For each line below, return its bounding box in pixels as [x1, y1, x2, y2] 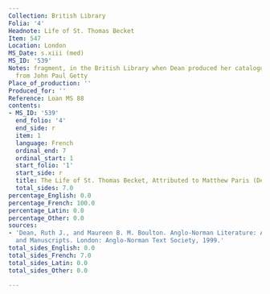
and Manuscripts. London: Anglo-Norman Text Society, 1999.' [15, 237, 225, 245]
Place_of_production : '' [8, 79, 92, 87]
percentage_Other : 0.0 [8, 214, 84, 222]
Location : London [8, 42, 67, 50]
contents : [8, 101, 42, 110]
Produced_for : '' [8, 86, 67, 95]
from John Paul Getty [15, 72, 88, 80]
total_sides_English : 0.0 [8, 244, 95, 252]
